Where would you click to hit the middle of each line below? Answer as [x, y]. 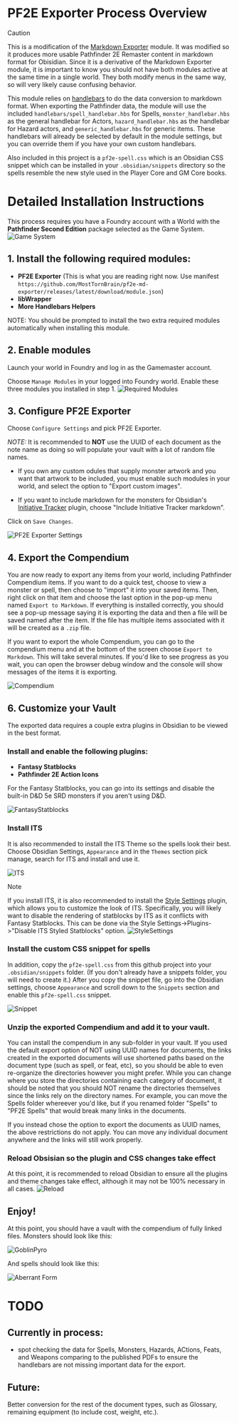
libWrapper [34, 299]
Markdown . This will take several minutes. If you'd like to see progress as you [118, 657]
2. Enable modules [49, 350]
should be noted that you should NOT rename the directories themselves [114, 1088]
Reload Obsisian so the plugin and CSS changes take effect [112, 1159]
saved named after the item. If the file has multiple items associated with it [116, 620]
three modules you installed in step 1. [62, 389]
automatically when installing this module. [69, 328]
